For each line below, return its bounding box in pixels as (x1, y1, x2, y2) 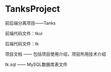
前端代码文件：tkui (5, 30, 43, 36)
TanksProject (5, 3, 60, 15)
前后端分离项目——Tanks (5, 20, 56, 26)
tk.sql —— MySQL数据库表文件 (5, 61, 67, 67)
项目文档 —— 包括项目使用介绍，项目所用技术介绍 (5, 51, 106, 57)
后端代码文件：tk (5, 40, 39, 47)
